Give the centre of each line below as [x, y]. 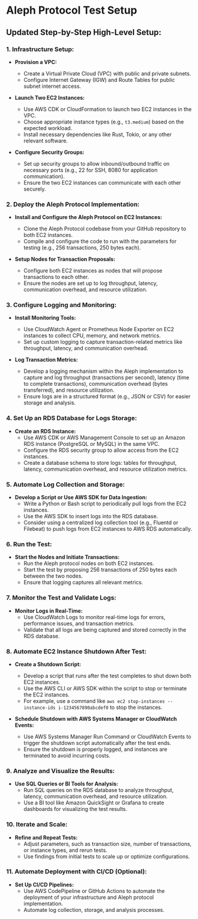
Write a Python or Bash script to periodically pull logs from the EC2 [105, 504]
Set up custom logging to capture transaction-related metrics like [103, 342]
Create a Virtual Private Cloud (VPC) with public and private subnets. [107, 73]
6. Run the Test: [29, 544]
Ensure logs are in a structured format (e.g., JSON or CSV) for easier [107, 397]
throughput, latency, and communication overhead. [86, 348]
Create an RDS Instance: [45, 431]
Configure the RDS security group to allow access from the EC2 [101, 450]
